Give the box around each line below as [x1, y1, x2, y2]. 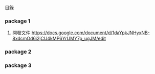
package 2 [5, 48, 32, 55]
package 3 [5, 62, 32, 69]
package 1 [5, 17, 31, 24]
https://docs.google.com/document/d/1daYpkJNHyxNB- [31, 30, 150, 36]
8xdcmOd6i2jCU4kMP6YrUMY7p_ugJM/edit [12, 35, 106, 42]
